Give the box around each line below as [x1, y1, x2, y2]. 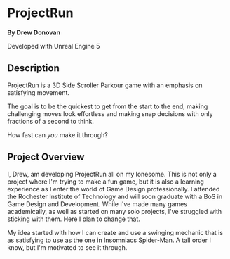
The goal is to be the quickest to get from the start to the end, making [7, 102, 208, 110]
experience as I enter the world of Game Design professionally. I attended [7, 184, 220, 193]
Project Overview [7, 151, 85, 163]
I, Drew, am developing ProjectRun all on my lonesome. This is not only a [7, 170, 217, 178]
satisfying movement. [7, 88, 70, 96]
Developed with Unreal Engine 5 [7, 42, 100, 50]
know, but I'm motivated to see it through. [7, 243, 128, 251]
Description [7, 62, 60, 75]
